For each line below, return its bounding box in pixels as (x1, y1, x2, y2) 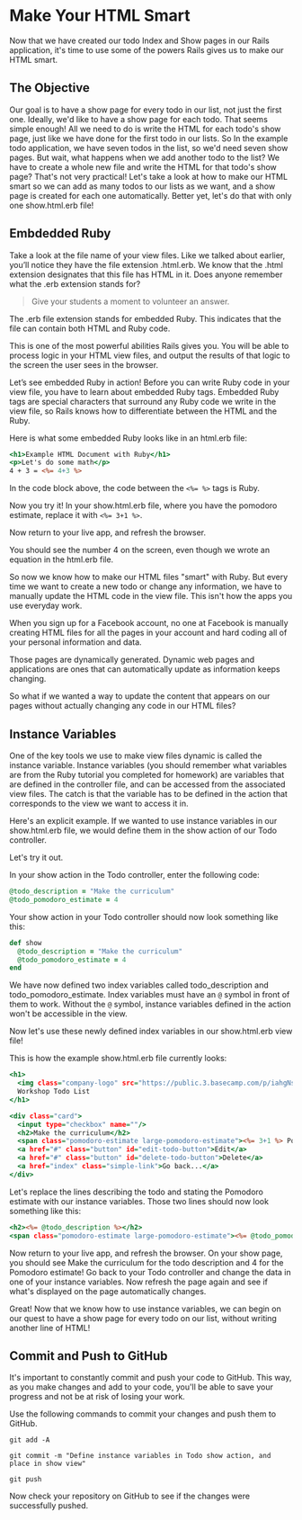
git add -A (9, 1435, 50, 1444)
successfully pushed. (9, 1500, 89, 1511)
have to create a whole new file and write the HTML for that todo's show (9, 161, 277, 172)
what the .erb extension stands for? (9, 278, 141, 289)
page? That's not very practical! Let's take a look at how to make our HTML (9, 171, 289, 182)
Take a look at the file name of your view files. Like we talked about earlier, (9, 249, 286, 261)
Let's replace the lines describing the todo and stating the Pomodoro (9, 1186, 263, 1197)
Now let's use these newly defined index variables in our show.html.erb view (9, 1026, 293, 1037)
